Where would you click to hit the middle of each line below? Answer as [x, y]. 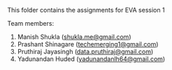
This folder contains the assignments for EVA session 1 [86, 10]
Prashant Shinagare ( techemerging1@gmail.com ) [88, 44]
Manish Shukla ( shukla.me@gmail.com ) [74, 37]
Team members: [31, 23]
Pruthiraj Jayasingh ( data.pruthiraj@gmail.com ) [85, 52]
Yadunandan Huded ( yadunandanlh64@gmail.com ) [91, 59]
